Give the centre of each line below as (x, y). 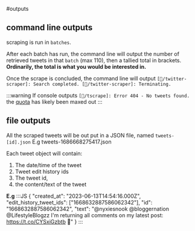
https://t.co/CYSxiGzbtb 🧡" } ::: (45, 221)
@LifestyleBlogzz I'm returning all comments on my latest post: (85, 215)
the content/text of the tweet (51, 184)
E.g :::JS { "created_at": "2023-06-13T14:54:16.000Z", (74, 196)
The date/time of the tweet (48, 165)
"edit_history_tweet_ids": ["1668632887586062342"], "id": (79, 202)
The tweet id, (31, 178)
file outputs (28, 121)
